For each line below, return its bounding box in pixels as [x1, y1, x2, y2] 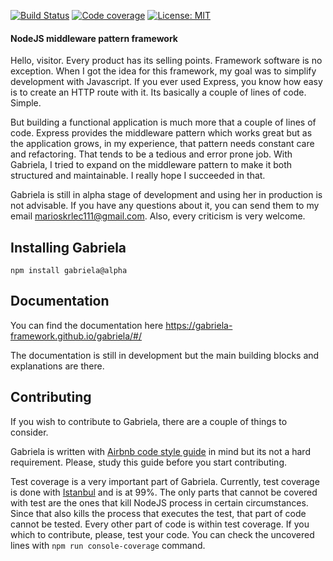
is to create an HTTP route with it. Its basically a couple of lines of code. [10, 86, 307, 99]
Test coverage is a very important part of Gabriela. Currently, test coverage [10, 475, 320, 487]
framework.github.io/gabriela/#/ [10, 330, 143, 342]
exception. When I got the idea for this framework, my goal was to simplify [10, 65, 317, 77]
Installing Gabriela [10, 239, 127, 256]
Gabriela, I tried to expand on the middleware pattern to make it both [10, 159, 293, 171]
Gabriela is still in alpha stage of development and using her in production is [10, 189, 323, 201]
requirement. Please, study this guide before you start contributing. [10, 456, 288, 468]
